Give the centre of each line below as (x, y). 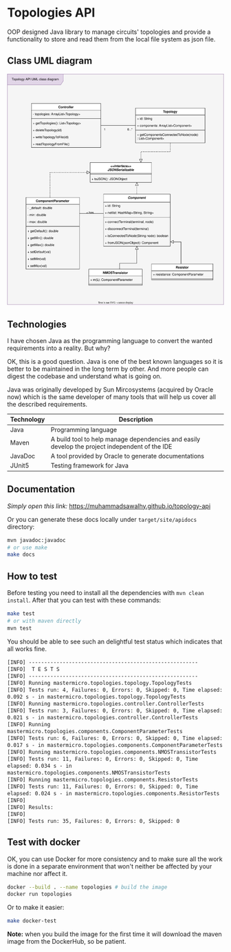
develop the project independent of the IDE (111, 446)
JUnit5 (20, 466)
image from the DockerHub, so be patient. (67, 942)
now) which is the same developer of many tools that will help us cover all (112, 397)
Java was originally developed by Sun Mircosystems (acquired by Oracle (110, 389)
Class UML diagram (50, 61)
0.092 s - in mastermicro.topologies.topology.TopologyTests (97, 697)
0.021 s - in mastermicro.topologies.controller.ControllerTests (102, 717)
